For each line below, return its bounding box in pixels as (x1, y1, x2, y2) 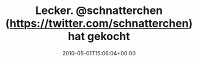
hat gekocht (68, 30, 130, 43)
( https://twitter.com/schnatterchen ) (5, 16, 193, 30)
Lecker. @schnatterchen (35, 4, 163, 18)
